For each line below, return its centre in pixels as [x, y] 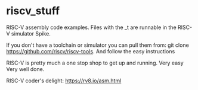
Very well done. [25, 69]
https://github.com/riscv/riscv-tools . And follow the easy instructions [91, 51]
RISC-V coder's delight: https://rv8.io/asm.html [64, 81]
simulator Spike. [31, 33]
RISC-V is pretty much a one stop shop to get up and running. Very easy [95, 63]
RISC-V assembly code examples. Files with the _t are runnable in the [92, 27]
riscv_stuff [33, 11]
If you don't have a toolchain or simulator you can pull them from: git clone [98, 45]
